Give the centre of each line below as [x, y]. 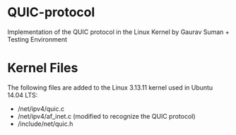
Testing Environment [37, 39]
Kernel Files [43, 68]
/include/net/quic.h [45, 124]
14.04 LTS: [23, 95]
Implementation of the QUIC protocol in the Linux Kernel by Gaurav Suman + [118, 32]
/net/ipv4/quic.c [41, 108]
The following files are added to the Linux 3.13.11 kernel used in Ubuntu [110, 87]
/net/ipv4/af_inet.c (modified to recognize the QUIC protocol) [106, 116]
